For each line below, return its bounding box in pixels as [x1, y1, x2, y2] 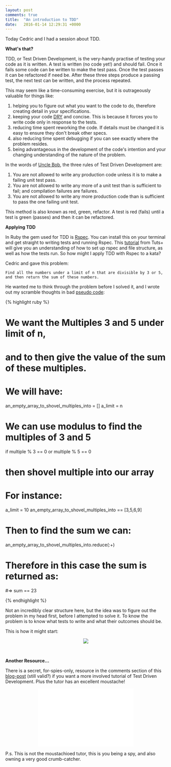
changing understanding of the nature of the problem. [12, 152, 126, 158]
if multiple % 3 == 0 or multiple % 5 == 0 [5, 448, 92, 454]
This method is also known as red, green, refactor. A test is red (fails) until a [5, 209, 164, 215]
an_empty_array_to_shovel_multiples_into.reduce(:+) [5, 542, 115, 548]
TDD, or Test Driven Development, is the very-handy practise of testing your [5, 56, 165, 62]
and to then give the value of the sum [5, 351, 166, 363]
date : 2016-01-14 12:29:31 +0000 [5, 22, 81, 27]
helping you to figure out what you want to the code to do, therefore [12, 103, 156, 109]
